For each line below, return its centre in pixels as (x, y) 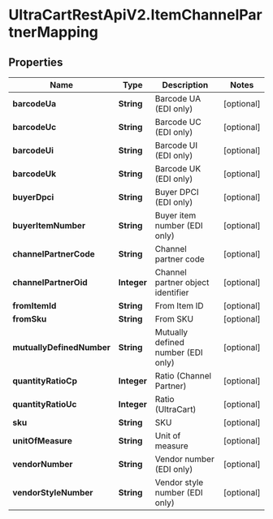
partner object (182, 282)
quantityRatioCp (45, 381)
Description (185, 85)
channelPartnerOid (50, 282)
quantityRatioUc (45, 404)
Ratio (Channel (183, 376)
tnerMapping (54, 32)
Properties (36, 62)
